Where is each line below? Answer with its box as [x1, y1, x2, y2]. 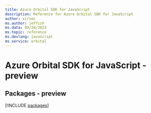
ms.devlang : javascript [5, 35, 53, 39]
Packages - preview [5, 90, 67, 98]
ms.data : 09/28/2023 [5, 25, 47, 30]
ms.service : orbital [5, 39, 47, 44]
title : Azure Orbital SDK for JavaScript [5, 7, 90, 12]
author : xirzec [5, 16, 36, 21]
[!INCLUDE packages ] [5, 102, 49, 108]
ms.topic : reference [5, 30, 47, 35]
